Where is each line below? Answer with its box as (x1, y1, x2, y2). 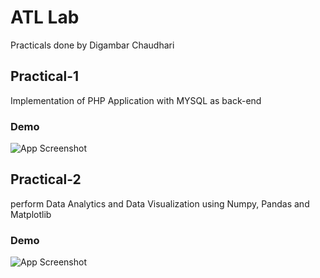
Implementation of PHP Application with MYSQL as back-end (10, 94, 262, 106)
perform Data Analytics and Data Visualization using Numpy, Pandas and (10, 197, 310, 210)
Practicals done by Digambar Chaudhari (10, 39, 175, 51)
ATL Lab (10, 6, 80, 29)
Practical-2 (10, 171, 82, 188)
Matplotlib (10, 208, 52, 220)
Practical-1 (10, 68, 80, 85)
